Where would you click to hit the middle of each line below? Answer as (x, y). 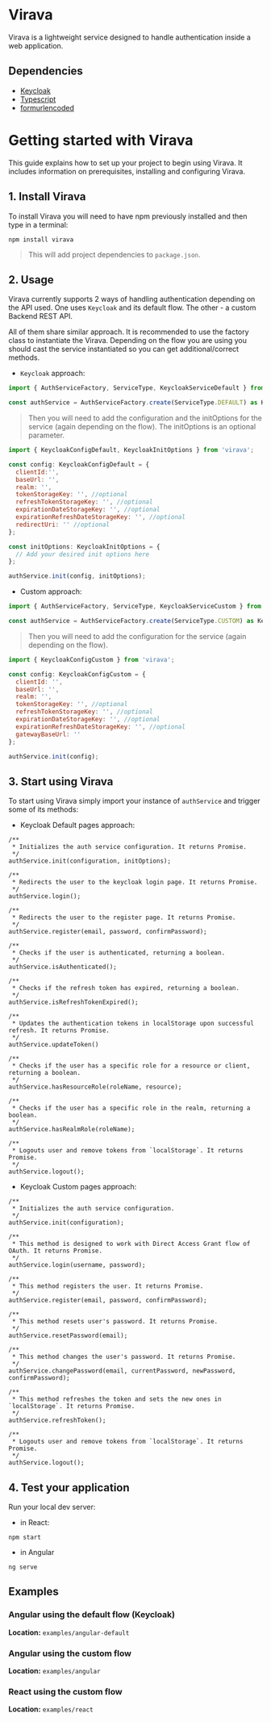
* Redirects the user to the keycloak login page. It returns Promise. (135, 882)
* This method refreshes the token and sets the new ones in (117, 1399)
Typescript (38, 99)
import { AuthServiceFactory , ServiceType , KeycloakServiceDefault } (128, 388)
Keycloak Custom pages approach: (78, 1187)
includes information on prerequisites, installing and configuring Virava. (127, 171)
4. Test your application (69, 1488)
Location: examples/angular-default (69, 1632)
